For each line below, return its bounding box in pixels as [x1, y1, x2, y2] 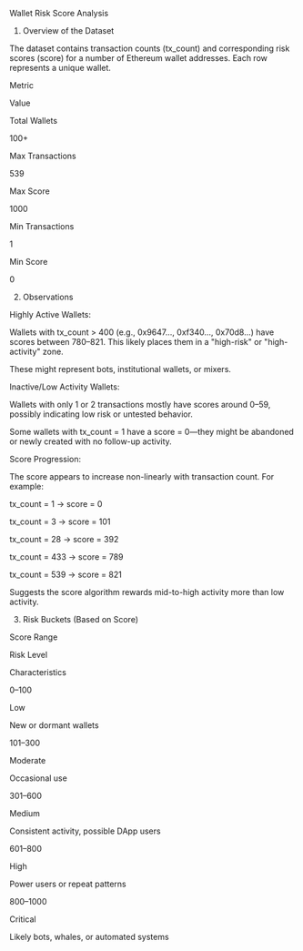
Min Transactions [9, 221, 75, 231]
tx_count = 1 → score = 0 [9, 499, 103, 509]
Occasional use [9, 773, 68, 784]
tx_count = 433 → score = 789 [9, 551, 125, 562]
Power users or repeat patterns [9, 878, 126, 889]
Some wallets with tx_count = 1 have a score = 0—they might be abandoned [9, 427, 294, 437]
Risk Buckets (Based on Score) [22, 614, 139, 624]
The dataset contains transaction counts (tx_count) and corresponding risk [9, 43, 290, 54]
